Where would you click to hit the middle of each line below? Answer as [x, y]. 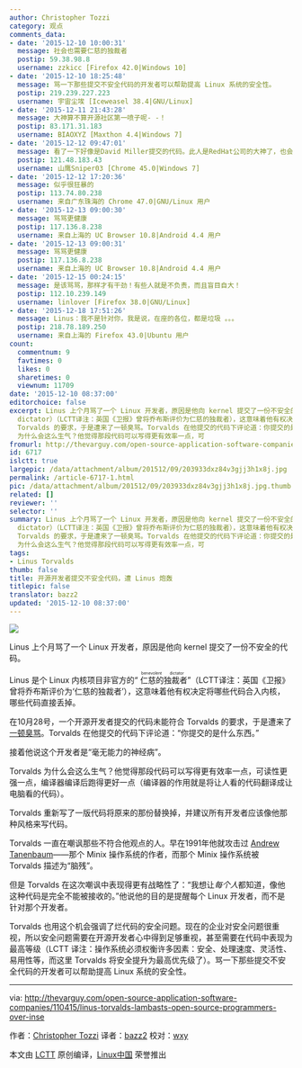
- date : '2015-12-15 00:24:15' [68, 277]
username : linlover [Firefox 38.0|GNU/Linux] [104, 302]
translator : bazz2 [44, 595]
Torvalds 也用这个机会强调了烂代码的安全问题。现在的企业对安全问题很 [141, 926]
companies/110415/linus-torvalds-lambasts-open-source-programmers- [143, 1007]
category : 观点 [36, 26]
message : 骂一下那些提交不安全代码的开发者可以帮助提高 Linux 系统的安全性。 [147, 85]
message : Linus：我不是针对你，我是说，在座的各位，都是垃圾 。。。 [128, 319]
